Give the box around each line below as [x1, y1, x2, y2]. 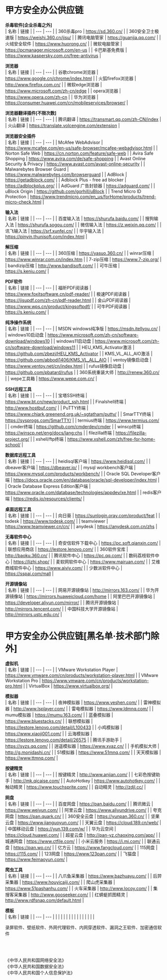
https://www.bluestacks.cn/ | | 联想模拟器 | [5, 718, 93, 724]
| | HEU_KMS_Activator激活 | [76, 344, 135, 350]
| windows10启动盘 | [5, 331, 47, 337]
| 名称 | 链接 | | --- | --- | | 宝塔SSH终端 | [5, 392, 87, 398]
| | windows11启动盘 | [51, 338, 94, 344]
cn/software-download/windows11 [5, 344, 76, 350]
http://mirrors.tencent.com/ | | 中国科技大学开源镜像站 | [5, 606, 118, 612]
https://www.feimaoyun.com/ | [5, 856, 68, 862]
